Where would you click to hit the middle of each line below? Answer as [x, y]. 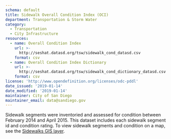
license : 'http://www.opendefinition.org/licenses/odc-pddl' [72, 81]
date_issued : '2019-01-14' [34, 86]
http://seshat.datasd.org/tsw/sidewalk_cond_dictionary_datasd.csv [92, 72]
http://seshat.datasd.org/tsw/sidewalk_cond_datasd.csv [80, 53]
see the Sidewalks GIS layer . [35, 131]
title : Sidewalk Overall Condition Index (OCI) [57, 15]
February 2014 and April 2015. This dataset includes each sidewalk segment [85, 120]
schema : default [23, 10]
